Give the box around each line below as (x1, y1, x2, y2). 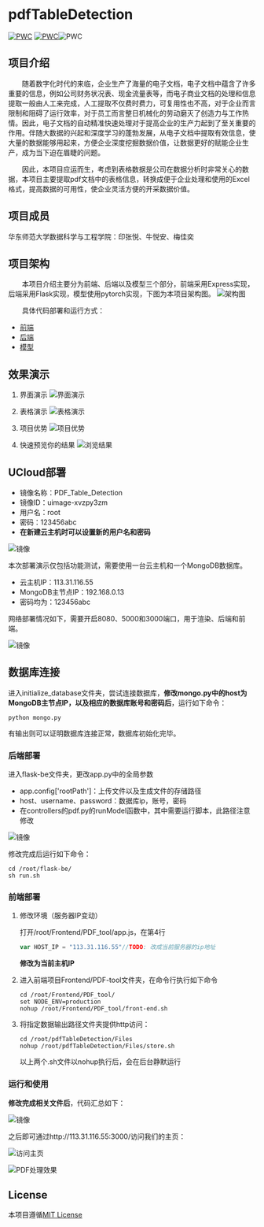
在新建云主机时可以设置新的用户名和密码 (19, 528, 151, 536)
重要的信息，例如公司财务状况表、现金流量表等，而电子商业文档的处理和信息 (8, 88, 256, 98)
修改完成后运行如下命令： (8, 849, 91, 859)
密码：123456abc (19, 517, 77, 527)
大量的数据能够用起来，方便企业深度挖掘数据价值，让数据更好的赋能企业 (8, 138, 242, 147)
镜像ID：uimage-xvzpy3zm (19, 498, 108, 507)
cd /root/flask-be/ (8, 865, 72, 873)
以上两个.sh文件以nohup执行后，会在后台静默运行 (19, 1057, 181, 1066)
